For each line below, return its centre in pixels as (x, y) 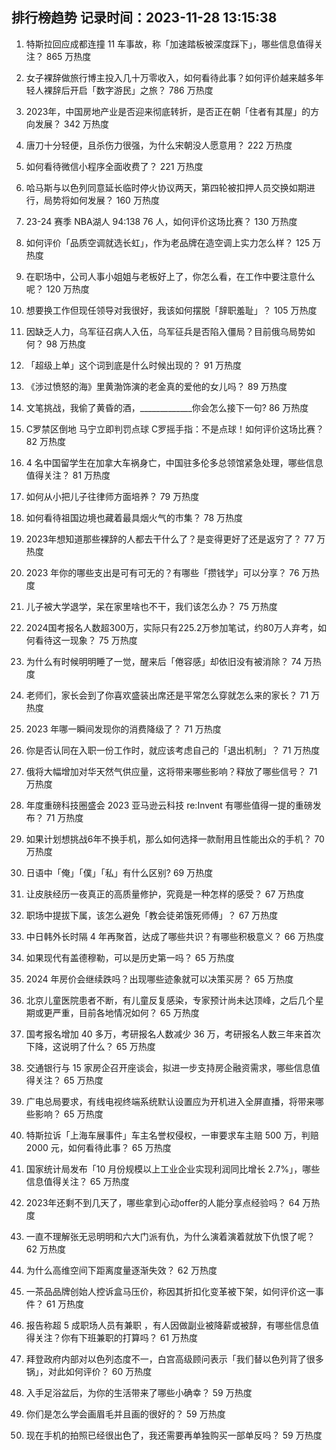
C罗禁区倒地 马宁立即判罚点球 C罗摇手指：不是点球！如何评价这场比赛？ (175, 429)
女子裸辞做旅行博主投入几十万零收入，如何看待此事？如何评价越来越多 (170, 77)
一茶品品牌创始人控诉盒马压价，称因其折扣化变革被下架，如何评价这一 (170, 1291)
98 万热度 (66, 344)
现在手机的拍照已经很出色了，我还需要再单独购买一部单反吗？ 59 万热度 (174, 1435)
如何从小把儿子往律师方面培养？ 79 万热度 (112, 496)
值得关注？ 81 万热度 (68, 475)
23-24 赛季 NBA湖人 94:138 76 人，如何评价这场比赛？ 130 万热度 (161, 221)
